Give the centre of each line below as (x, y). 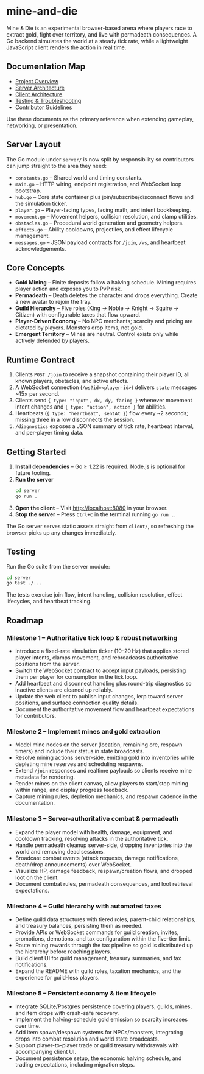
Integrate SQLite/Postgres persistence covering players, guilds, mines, (104, 1006)
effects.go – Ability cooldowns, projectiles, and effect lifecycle (94, 229)
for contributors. (36, 716)
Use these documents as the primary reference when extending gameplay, (100, 119)
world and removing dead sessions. (60, 851)
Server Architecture (40, 88)
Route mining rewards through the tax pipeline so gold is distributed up (104, 945)
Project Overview (37, 81)
